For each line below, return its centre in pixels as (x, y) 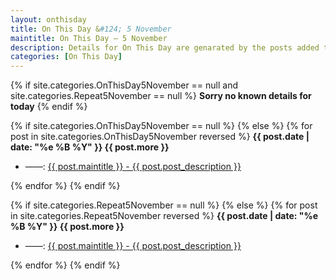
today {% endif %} (49, 107)
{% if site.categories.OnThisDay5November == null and (124, 85)
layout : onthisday (48, 19)
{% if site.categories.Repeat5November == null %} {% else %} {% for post (164, 205)
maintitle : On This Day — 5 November (89, 38)
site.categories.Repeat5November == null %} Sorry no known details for (161, 96)
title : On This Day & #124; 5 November (91, 29)
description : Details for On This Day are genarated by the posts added (165, 47)
